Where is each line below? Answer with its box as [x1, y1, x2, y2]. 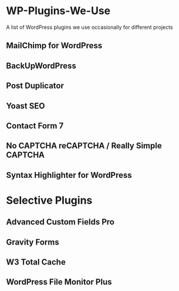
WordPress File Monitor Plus [6, 277, 112, 287]
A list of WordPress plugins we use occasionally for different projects [6, 24, 173, 31]
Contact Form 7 [6, 121, 64, 131]
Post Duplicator [6, 81, 65, 91]
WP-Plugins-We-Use [6, 4, 110, 18]
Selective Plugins [6, 193, 93, 207]
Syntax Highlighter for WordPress [6, 170, 132, 180]
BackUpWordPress [6, 61, 76, 71]
